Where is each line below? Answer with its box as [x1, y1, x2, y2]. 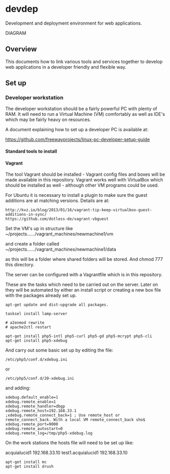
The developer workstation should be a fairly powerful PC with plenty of [5, 106, 158, 112]
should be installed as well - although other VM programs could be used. [5, 182, 159, 189]
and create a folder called [5, 241, 60, 247]
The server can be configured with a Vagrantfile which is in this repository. [5, 272, 163, 278]
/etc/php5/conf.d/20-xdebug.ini [5, 376, 74, 381]
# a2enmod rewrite [5, 320, 45, 325]
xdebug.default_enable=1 [5, 395, 58, 400]
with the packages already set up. [5, 293, 77, 299]
